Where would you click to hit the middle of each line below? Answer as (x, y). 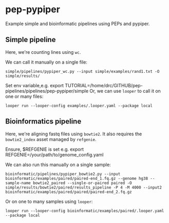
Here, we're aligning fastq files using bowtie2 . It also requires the (74, 134)
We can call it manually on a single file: (46, 62)
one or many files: (24, 96)
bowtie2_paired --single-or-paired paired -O (82, 183)
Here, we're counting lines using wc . (43, 52)
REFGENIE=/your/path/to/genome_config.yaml (54, 154)
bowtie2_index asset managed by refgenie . (51, 139)
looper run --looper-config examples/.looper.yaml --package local (79, 106)
